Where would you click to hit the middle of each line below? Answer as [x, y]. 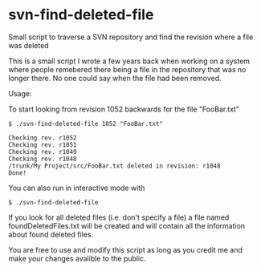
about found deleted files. [51, 234]
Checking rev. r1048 [43, 159]
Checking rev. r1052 [43, 138]
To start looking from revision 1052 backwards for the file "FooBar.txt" [124, 109]
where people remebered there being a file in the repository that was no [127, 69]
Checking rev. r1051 [43, 145]
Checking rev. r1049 [43, 152]
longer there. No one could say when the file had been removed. [115, 78]
